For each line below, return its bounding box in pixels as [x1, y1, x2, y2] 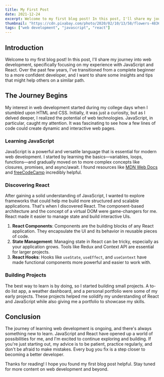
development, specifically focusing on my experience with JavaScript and [5, 62, 154, 68]
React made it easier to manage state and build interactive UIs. [5, 213, 131, 219]
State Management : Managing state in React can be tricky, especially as [12, 238, 159, 245]
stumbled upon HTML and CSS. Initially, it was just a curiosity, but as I [5, 110, 145, 116]
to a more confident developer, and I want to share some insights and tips [5, 72, 153, 78]
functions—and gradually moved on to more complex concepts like [5, 159, 140, 165]
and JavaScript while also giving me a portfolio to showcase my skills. [5, 298, 145, 304]
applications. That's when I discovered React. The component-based [5, 203, 144, 209]
